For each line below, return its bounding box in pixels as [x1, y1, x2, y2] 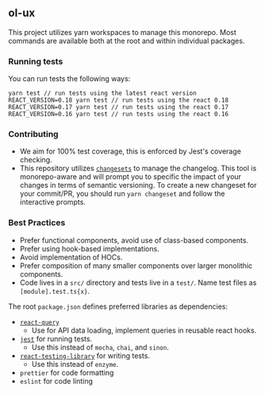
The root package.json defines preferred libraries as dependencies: [8, 302, 229, 311]
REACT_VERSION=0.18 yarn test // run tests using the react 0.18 [8, 96, 229, 104]
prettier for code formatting [19, 368, 114, 377]
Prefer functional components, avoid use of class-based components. [19, 235, 248, 245]
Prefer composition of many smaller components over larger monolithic [19, 260, 253, 270]
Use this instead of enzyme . [31, 359, 119, 369]
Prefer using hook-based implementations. [19, 244, 160, 253]
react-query [19, 318, 60, 326]
